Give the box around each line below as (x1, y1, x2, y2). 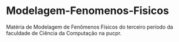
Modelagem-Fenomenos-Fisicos (6, 4, 169, 17)
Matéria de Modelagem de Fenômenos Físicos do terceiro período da (6, 23, 173, 30)
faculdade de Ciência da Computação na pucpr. (6, 29, 122, 36)
